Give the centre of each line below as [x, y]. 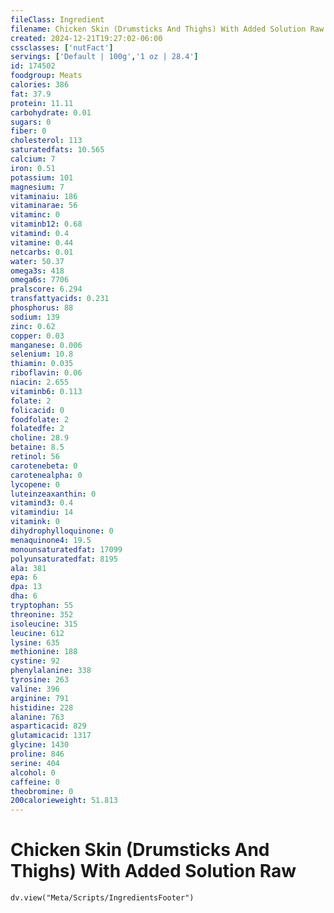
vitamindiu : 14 [42, 512]
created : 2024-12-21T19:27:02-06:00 [86, 38]
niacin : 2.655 [40, 382]
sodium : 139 [35, 317]
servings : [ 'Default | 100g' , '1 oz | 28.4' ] [104, 57]
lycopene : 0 [35, 484]
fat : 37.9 [31, 94]
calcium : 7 [33, 159]
